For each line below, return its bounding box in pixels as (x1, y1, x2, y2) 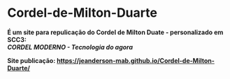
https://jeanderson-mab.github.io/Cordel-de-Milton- (57, 56, 215, 64)
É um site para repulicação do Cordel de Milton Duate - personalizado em (7, 28, 224, 36)
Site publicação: (7, 56, 56, 64)
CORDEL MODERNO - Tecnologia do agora (7, 43, 134, 51)
